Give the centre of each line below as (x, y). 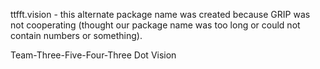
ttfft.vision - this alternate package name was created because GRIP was (160, 14)
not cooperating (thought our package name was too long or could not (155, 25)
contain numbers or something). (76, 35)
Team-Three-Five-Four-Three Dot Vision (93, 55)
